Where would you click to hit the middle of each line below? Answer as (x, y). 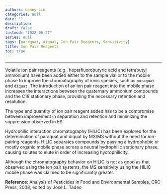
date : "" (14, 19)
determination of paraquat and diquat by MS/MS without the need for (76, 136)
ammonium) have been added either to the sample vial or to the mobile (78, 75)
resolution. (16, 101)
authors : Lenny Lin (25, 10)
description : (19, 24)
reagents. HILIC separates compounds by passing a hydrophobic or (90, 142)
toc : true (15, 51)
